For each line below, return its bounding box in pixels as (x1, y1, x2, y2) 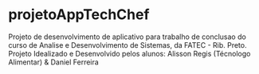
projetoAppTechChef (8, 6, 150, 24)
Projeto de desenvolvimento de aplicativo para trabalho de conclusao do (8, 32, 247, 41)
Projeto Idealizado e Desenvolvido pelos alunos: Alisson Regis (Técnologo (8, 49, 251, 58)
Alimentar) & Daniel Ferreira (8, 57, 100, 67)
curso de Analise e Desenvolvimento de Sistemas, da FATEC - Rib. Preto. (8, 40, 247, 49)
